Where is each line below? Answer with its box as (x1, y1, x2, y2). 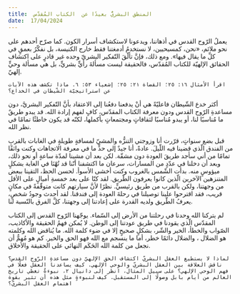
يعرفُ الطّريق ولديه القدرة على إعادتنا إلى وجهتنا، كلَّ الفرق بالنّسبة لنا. (8, 197, 194, 206)
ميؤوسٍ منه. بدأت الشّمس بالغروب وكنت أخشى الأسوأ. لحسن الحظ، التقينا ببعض (8, 166, 220, 175)
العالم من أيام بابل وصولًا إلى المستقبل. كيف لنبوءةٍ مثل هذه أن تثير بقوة (8, 273, 233, 280)
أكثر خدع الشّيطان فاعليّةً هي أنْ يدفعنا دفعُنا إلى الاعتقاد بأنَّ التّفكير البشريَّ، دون (8, 99, 219, 108)
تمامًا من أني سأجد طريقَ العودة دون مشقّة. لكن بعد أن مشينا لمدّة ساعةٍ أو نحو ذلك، (8, 151, 231, 160)
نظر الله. (8, 122, 31, 131)
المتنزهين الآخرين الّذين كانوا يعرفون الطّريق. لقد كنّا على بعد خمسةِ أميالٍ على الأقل (8, 174, 228, 183)
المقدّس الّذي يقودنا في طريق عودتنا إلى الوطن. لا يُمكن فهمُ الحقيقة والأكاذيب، (8, 218, 216, 227)
